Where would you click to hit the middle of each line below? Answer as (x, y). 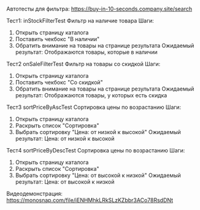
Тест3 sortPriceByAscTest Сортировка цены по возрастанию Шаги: (94, 107)
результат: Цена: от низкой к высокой (65, 138)
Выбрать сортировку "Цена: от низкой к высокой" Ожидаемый (98, 132)
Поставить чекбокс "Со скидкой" (59, 82)
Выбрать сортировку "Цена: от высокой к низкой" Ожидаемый (98, 175)
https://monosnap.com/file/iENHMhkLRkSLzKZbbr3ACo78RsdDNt (90, 200)
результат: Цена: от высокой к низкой (65, 182)
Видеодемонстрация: (35, 193)
